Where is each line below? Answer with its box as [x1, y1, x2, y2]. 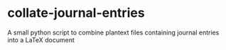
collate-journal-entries [7, 5, 145, 21]
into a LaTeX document [7, 35, 75, 44]
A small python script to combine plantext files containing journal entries [7, 28, 220, 37]
